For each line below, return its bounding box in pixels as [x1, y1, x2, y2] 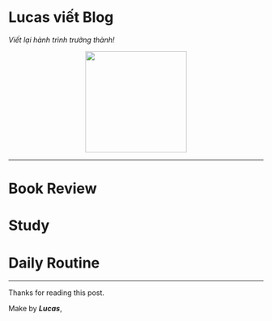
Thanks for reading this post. [8, 288, 105, 297]
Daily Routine [8, 254, 100, 272]
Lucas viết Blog [8, 8, 114, 27]
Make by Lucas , [8, 304, 62, 314]
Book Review [8, 179, 97, 198]
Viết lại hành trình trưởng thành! [8, 35, 115, 45]
